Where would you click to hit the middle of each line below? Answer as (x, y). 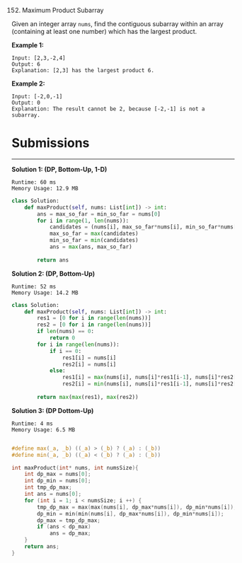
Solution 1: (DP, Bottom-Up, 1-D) (59, 169)
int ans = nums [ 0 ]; (53, 494)
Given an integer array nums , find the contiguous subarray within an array (117, 24)
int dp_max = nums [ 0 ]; (58, 474)
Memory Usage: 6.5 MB (44, 430)
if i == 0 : (65, 351)
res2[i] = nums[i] (89, 364)
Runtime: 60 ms (34, 182)
